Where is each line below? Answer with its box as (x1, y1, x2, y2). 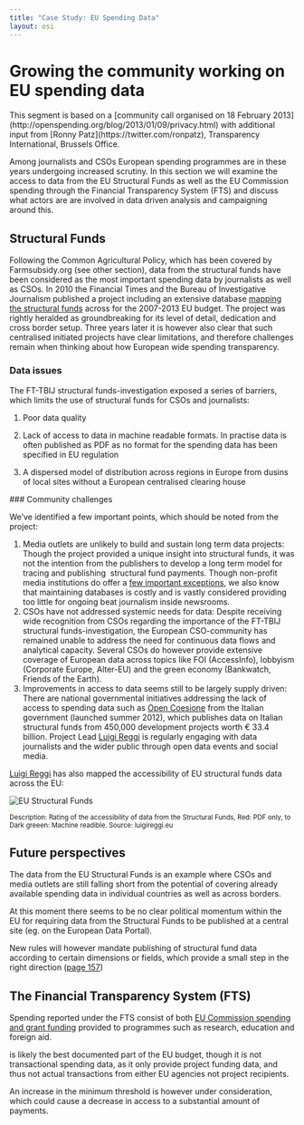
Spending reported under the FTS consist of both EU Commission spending (9, 1013, 291, 1023)
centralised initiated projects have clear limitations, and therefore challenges (9, 332, 294, 343)
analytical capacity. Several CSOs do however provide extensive (22, 645, 263, 655)
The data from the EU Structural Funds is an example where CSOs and (9, 869, 271, 880)
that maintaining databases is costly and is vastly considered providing (22, 587, 287, 597)
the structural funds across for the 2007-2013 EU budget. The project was (9, 303, 286, 314)
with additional (220, 120, 276, 131)
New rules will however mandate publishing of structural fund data (9, 943, 258, 954)
